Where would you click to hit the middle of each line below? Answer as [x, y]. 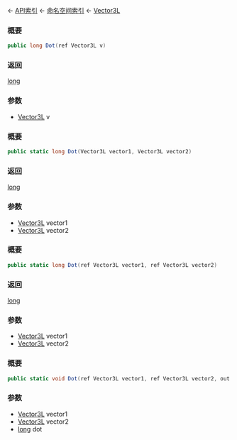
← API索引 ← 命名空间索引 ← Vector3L [64, 10]
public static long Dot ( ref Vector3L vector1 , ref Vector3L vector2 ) [112, 265]
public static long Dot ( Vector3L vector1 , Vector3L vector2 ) [100, 152]
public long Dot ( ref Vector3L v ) [57, 46]
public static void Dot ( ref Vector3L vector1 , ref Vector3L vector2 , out [119, 378]
